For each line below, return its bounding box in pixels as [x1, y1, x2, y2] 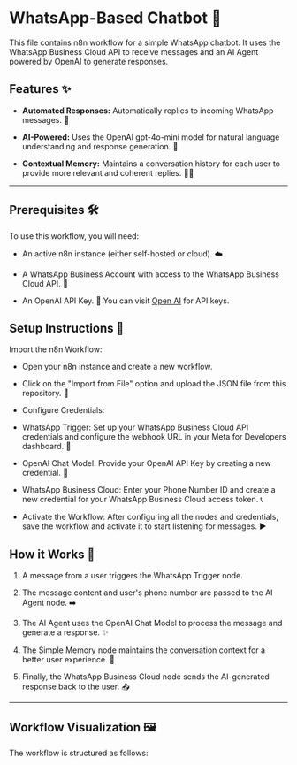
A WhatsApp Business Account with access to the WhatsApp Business [21, 269, 280, 279]
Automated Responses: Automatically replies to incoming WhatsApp [21, 105, 274, 116]
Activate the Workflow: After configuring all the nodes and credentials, [21, 512, 279, 523]
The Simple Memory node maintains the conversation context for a [21, 645, 266, 655]
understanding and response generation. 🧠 [21, 141, 179, 151]
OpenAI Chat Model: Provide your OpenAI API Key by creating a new [21, 458, 271, 469]
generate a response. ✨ [21, 627, 109, 638]
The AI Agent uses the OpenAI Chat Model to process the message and [21, 618, 283, 629]
